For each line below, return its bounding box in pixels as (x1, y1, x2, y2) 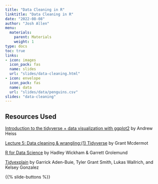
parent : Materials (14, 35, 52, 40)
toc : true (5, 48, 26, 53)
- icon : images (5, 58, 36, 62)
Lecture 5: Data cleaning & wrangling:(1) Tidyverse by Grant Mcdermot (5, 140, 149, 146)
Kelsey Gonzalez (5, 164, 39, 170)
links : (5, 53, 19, 58)
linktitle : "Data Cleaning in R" (5, 12, 74, 17)
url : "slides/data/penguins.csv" (9, 90, 78, 94)
